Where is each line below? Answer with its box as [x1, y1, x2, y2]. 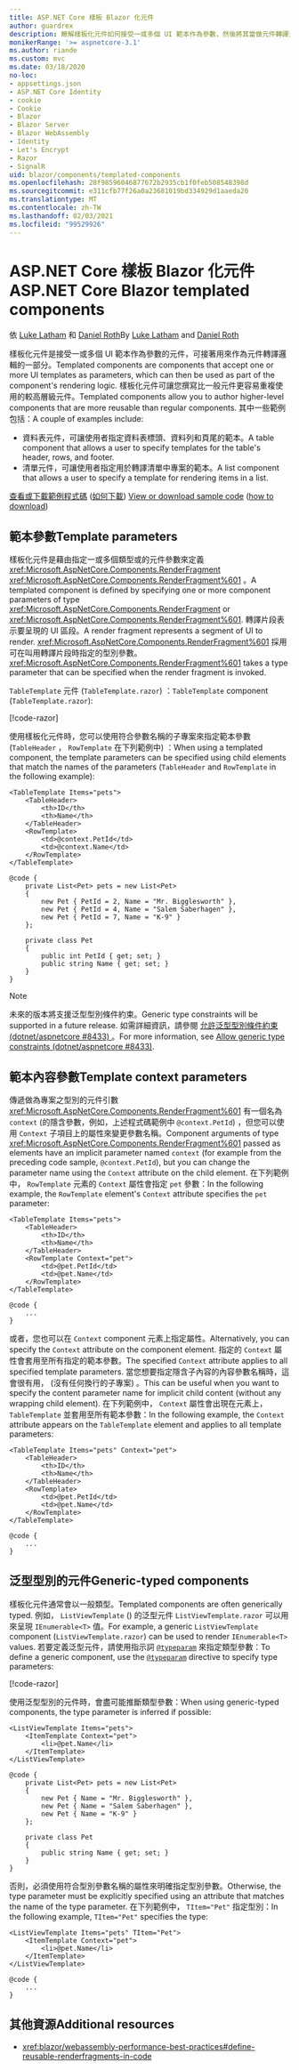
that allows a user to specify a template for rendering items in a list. [21, 472, 269, 483]
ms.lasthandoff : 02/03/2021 [9, 211, 114, 221]
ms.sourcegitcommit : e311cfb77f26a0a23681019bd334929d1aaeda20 [9, 187, 249, 196]
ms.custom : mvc [9, 54, 66, 63]
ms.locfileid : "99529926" [9, 220, 105, 229]
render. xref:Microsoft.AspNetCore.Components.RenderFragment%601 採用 [9, 637, 287, 648]
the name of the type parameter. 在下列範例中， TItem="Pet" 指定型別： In [9, 1901, 279, 1912]
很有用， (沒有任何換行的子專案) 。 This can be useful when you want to [16, 1378, 279, 1389]
